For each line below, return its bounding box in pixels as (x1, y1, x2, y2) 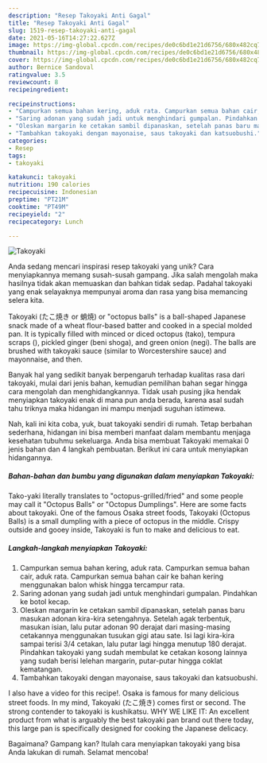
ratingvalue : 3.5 (8, 71, 66, 79)
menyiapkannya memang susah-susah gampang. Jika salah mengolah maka (8, 270, 258, 280)
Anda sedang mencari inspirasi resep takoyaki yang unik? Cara (8, 261, 215, 271)
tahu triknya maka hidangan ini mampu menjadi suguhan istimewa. (8, 404, 226, 413)
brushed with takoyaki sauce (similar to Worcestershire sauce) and (8, 347, 226, 356)
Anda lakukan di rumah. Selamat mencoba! (8, 748, 149, 757)
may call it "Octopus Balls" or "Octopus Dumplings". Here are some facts (8, 500, 247, 509)
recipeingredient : (8, 85, 69, 94)
